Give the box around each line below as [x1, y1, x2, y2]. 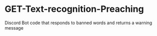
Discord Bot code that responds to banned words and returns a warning [4, 20, 153, 26]
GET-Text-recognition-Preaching [4, 3, 144, 15]
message [4, 25, 23, 31]
